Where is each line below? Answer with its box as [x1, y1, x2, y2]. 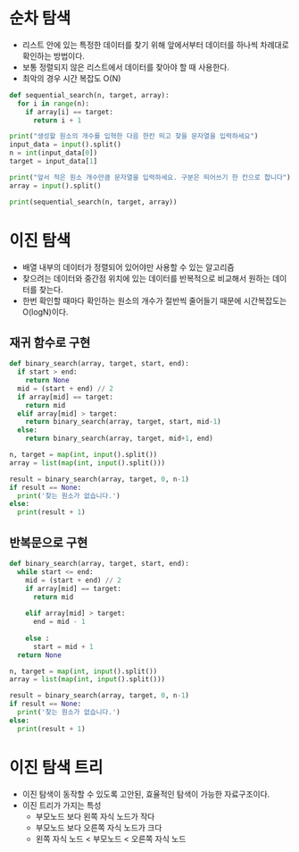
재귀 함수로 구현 [9, 334, 91, 350]
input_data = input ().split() [9, 140, 122, 149]
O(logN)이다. [21, 306, 69, 317]
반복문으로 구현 [9, 535, 88, 550]
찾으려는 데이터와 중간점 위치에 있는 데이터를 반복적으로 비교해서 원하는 [21, 273, 270, 283]
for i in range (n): [17, 99, 90, 108]
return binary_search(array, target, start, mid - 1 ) [25, 418, 221, 426]
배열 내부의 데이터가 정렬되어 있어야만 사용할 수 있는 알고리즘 [21, 261, 235, 273]
